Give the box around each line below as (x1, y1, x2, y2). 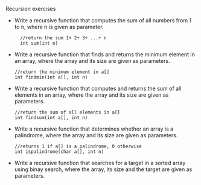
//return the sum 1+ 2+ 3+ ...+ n (20, 35, 107, 41)
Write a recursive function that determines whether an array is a (14, 125, 174, 132)
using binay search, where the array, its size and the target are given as (14, 166, 193, 173)
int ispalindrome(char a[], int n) (14, 149, 104, 155)
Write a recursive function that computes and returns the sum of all (14, 85, 182, 92)
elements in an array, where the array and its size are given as (14, 91, 169, 99)
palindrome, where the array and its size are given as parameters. (14, 132, 178, 138)
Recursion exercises (5, 5, 56, 12)
